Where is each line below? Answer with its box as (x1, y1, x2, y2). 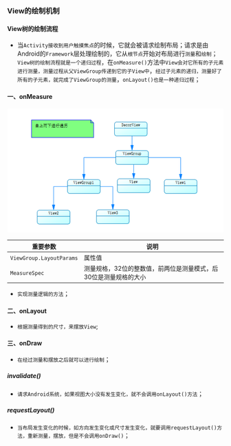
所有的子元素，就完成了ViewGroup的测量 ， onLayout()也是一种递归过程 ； (16, 76, 201, 84)
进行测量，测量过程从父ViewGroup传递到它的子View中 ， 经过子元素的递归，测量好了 (16, 67, 222, 75)
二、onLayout (7, 306, 47, 315)
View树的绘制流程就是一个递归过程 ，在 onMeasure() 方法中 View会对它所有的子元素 (16, 58, 224, 67)
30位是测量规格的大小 (83, 273, 146, 281)
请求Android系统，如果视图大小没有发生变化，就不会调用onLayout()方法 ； (16, 390, 204, 398)
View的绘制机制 (7, 5, 60, 15)
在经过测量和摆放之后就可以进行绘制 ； (16, 355, 111, 364)
